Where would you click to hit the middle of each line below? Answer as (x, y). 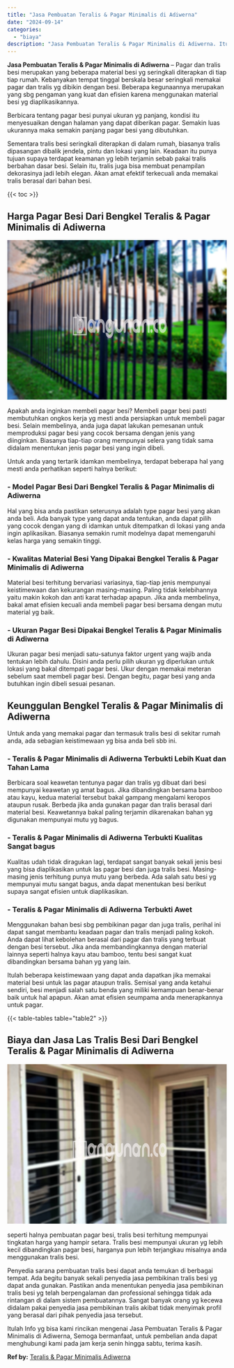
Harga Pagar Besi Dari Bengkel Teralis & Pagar (109, 216)
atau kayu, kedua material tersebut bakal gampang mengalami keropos (109, 798)
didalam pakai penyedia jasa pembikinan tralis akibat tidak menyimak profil (114, 1308)
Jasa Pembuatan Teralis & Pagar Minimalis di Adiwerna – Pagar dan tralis (114, 65)
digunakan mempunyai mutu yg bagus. (63, 820)
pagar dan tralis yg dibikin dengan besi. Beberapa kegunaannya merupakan (116, 87)
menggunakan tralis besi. (44, 1257)
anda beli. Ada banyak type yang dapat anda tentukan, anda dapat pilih (109, 518)
